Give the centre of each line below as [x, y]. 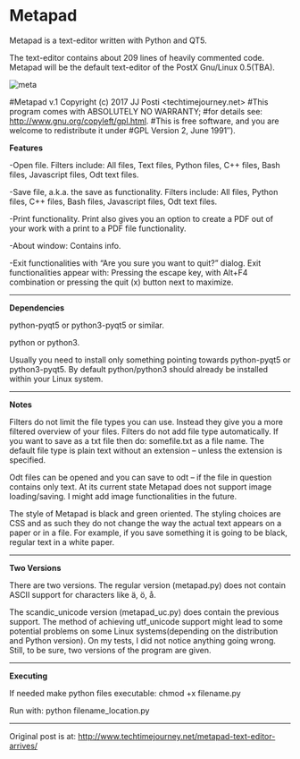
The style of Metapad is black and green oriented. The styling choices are [145, 513]
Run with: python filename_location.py [79, 710]
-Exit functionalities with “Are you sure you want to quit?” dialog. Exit [135, 263]
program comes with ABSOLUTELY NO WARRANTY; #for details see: [136, 111]
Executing [29, 676]
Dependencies [37, 307]
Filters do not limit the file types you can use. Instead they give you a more [146, 422]
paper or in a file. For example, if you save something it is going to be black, [149, 533]
